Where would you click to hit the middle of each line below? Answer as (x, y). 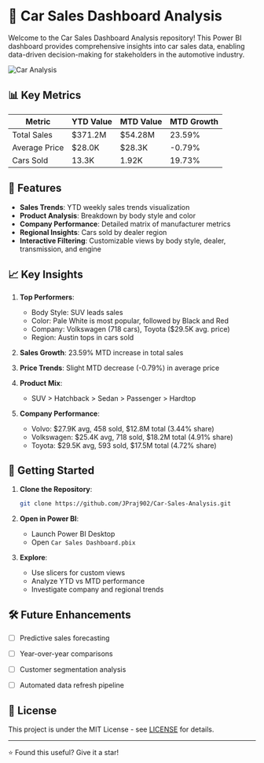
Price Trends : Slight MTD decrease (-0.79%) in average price (119, 368)
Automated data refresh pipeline (71, 685)
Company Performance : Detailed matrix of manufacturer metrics (125, 224)
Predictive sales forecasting (64, 638)
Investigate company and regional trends (97, 589)
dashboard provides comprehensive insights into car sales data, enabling (126, 46)
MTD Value (141, 121)
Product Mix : (41, 383)
